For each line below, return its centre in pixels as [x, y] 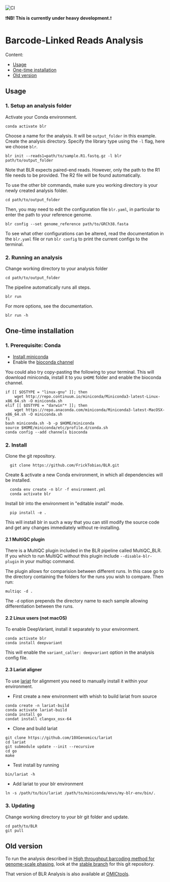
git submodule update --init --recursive [50, 747]
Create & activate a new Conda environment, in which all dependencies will [84, 475]
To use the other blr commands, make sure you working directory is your [81, 185]
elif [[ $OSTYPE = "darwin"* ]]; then [46, 405]
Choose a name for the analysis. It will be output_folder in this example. [81, 135]
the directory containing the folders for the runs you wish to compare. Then [84, 577]
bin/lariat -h [20, 774]
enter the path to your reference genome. [49, 214]
